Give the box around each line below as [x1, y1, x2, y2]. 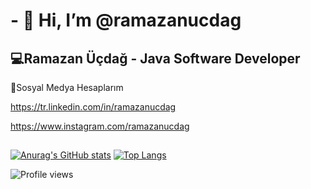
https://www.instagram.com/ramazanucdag [10, 120, 190, 132]
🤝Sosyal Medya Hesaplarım [10, 82, 124, 93]
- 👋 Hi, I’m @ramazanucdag [10, 9, 242, 32]
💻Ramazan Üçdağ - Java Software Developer [10, 50, 301, 67]
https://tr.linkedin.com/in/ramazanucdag [10, 101, 177, 113]
